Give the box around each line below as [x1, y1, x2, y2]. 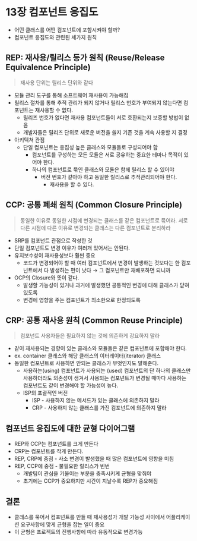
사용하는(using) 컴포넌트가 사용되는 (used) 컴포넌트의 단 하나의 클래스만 [23, 367, 191, 375]
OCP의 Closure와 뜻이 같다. [14, 274, 80, 281]
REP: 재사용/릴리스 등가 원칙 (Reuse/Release [5, 53, 165, 63]
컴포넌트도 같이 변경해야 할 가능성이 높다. [23, 382, 119, 389]
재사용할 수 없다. [34, 106, 74, 114]
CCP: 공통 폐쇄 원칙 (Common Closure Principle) [5, 200, 182, 210]
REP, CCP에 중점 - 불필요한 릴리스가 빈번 [14, 463, 110, 470]
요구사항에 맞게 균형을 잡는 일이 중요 [20, 521, 105, 528]
